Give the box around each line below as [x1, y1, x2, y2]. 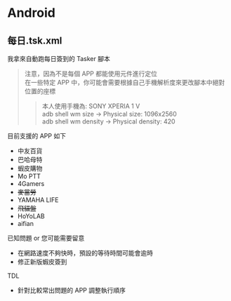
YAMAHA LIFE [17, 196, 59, 204]
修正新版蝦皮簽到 [17, 257, 67, 266]
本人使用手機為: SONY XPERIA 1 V [41, 102, 140, 110]
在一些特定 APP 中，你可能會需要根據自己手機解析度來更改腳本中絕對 [24, 79, 225, 86]
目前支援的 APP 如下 [7, 132, 67, 140]
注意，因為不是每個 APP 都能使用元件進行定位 [24, 69, 158, 78]
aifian [17, 220, 34, 227]
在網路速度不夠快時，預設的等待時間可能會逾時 [17, 249, 153, 257]
